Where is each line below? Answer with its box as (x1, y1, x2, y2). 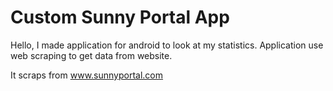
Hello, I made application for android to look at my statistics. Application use (10, 39, 324, 51)
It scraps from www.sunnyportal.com (10, 69, 164, 81)
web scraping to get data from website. (10, 49, 173, 61)
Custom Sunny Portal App (10, 6, 230, 29)
